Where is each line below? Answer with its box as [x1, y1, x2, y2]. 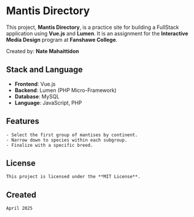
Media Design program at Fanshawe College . [6, 36, 118, 43]
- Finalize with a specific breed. [6, 142, 93, 148]
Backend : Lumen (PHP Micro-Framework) [14, 87, 117, 94]
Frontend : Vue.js [14, 80, 56, 87]
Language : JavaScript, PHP [14, 99, 82, 106]
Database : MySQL [14, 93, 60, 100]
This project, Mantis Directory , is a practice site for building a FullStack [6, 24, 179, 31]
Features [6, 116, 39, 126]
